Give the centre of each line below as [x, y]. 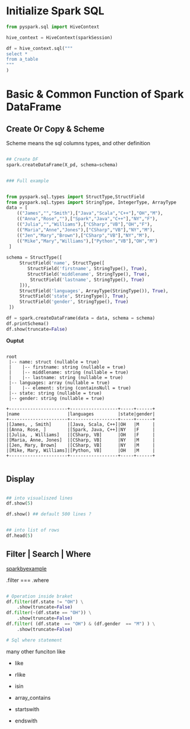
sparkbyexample [26, 568]
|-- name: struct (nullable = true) [54, 362]
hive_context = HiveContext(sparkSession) [59, 37]
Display [20, 479]
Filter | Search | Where [49, 554]
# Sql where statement [34, 640]
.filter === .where [28, 580]
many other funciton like [36, 651]
